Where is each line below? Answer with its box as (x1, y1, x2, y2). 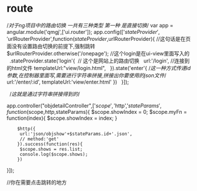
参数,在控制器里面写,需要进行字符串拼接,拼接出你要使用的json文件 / (6, 72, 167, 79)
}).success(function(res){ (17, 141, 83, 147)
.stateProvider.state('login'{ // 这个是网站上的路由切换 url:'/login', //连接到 (9, 57, 190, 64)
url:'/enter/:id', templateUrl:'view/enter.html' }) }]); (6, 78, 129, 85)
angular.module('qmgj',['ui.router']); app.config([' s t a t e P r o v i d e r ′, (6, 28, 160, 35)
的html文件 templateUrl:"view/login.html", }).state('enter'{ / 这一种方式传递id (6, 64, 191, 71)
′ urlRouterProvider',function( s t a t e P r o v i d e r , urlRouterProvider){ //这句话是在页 (6, 35, 191, 42)
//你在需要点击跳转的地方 (6, 179, 67, 186)
